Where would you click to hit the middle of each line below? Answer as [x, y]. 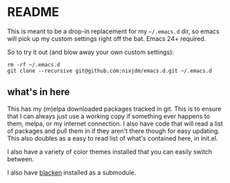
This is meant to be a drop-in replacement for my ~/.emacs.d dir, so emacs [113, 31]
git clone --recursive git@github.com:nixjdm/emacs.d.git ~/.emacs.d [110, 71]
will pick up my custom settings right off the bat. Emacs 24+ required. [107, 38]
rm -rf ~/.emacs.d [34, 64]
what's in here [39, 92]
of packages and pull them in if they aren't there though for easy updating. [114, 131]
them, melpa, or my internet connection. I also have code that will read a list [115, 123]
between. [21, 159]
